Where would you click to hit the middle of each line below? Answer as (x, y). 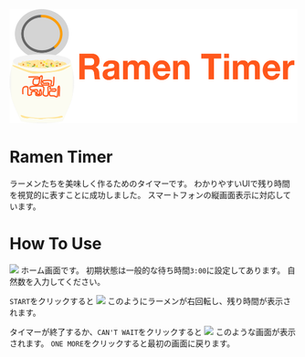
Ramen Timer (61, 157)
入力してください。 (69, 281)
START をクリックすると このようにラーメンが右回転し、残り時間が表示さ (151, 300)
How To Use (56, 244)
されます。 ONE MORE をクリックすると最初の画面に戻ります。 (122, 343)
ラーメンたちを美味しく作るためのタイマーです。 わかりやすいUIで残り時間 (150, 184)
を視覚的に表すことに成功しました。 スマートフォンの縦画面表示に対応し (147, 194)
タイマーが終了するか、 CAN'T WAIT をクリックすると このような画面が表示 (153, 331)
